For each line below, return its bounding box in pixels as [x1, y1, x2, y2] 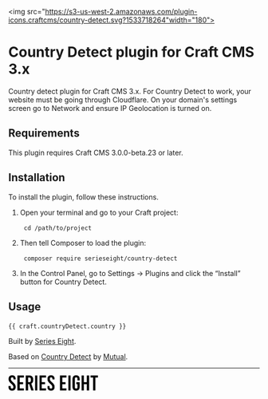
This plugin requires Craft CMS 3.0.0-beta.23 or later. [8, 148, 183, 157]
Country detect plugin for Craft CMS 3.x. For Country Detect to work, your [8, 86, 251, 96]
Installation [8, 171, 65, 184]
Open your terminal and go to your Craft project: [19, 207, 179, 217]
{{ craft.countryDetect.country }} [8, 322, 127, 330]
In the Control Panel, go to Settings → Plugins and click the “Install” [19, 268, 241, 278]
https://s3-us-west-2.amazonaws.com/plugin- [45, 7, 198, 16]
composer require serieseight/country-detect [23, 255, 178, 263]
